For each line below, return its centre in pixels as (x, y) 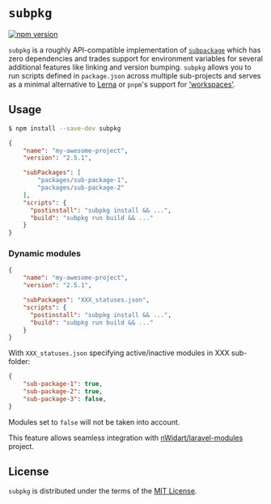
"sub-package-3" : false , (65, 399)
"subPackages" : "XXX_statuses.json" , (87, 300)
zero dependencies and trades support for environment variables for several (135, 58)
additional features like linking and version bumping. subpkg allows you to (130, 67)
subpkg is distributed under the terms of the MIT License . (103, 491)
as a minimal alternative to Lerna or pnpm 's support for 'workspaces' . (122, 84)
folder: (19, 362)
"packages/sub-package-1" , (83, 180)
